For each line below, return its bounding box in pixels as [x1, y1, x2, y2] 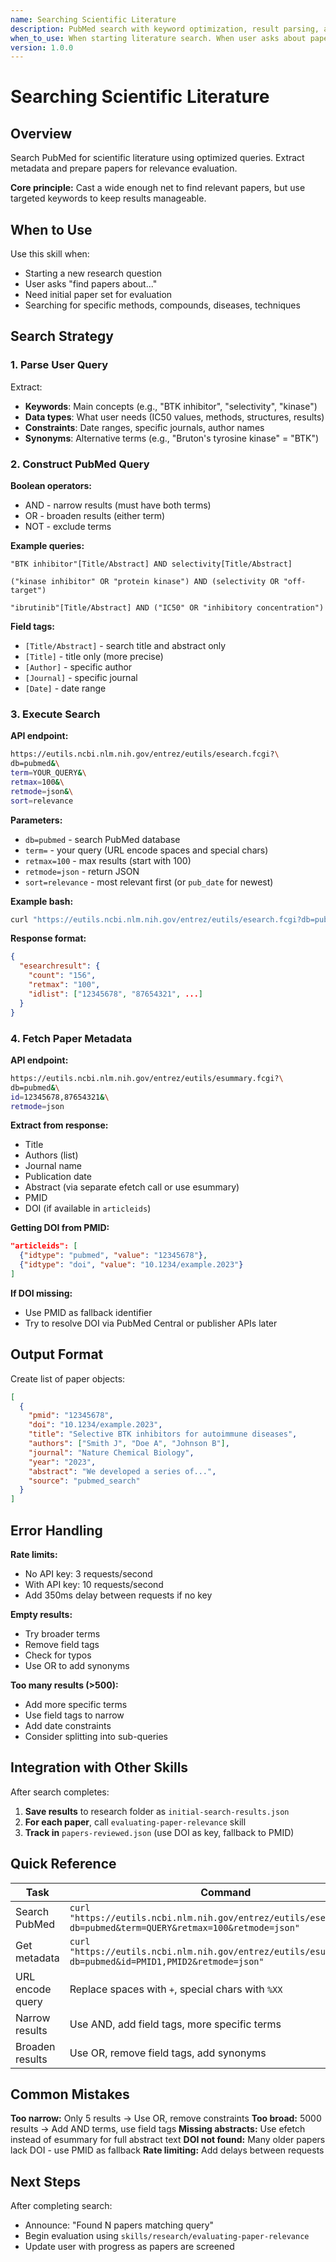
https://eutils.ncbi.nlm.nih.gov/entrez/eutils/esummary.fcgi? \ [10, 1073, 284, 1083]
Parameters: [10, 814, 63, 826]
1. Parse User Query [10, 358, 109, 372]
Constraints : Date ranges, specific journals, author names [24, 421, 265, 433]
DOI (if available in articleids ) [24, 1202, 152, 1215]
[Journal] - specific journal [24, 672, 138, 684]
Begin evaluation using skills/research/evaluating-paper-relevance [24, 2230, 310, 2242]
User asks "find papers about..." [24, 278, 158, 290]
